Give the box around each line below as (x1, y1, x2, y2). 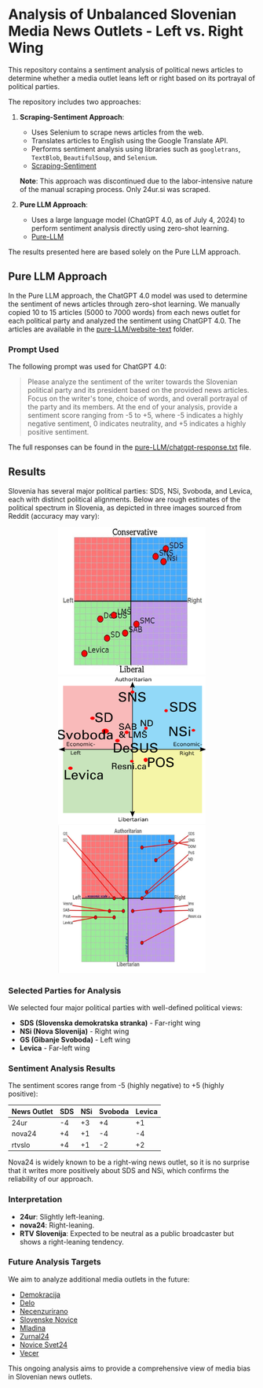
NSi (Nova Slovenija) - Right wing (19, 1027, 130, 1036)
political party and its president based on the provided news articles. (27, 386, 250, 395)
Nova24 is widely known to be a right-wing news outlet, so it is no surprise (8, 1157, 250, 1167)
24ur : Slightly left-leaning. (19, 1212, 104, 1221)
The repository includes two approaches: (8, 97, 141, 106)
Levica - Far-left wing (19, 1043, 90, 1053)
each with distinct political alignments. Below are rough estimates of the (8, 494, 241, 504)
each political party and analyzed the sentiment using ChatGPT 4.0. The (8, 316, 241, 325)
